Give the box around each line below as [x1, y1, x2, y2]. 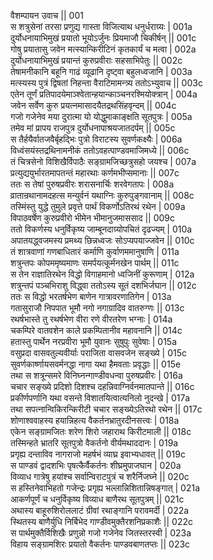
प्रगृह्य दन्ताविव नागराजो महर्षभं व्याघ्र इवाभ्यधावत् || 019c [10, 448, 186, 460]
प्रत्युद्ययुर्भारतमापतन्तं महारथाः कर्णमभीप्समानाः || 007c [10, 167, 180, 179]
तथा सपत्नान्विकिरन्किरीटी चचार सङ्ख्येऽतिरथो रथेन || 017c [10, 403, 203, 415]
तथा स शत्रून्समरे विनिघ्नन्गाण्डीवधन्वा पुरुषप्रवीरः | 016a [10, 370, 183, 381]
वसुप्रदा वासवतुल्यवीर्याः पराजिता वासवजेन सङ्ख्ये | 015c [10, 347, 188, 359]
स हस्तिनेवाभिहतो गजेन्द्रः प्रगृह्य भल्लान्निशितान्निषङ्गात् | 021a [10, 482, 200, 494]
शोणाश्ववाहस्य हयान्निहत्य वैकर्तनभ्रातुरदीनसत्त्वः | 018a [10, 415, 180, 426]
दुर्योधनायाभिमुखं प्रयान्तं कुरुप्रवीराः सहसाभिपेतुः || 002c [10, 55, 183, 66]
